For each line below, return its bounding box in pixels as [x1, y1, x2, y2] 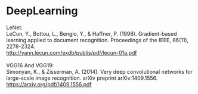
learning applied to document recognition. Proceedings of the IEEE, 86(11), [6, 36, 189, 43]
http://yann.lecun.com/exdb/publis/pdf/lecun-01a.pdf [6, 49, 137, 56]
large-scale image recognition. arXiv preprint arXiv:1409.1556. [6, 74, 158, 82]
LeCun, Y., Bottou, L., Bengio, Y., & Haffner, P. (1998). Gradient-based [6, 30, 177, 37]
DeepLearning [6, 4, 79, 18]
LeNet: [6, 24, 23, 31]
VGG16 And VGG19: [6, 61, 54, 69]
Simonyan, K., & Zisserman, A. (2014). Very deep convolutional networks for [6, 68, 193, 75]
